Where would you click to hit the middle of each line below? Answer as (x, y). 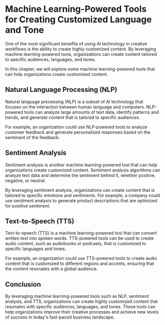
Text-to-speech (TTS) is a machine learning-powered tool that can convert (81, 233)
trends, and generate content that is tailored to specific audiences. (73, 117)
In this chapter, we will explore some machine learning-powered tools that (80, 69)
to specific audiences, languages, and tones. (50, 59)
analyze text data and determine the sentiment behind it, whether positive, (81, 175)
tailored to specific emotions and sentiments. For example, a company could (82, 195)
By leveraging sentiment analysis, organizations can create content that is (80, 190)
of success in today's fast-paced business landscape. (60, 317)
